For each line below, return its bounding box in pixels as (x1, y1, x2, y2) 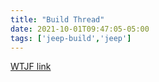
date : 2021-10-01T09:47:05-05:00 (10, 24, 150, 34)
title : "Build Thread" (10, 14, 105, 25)
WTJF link (10, 61, 52, 73)
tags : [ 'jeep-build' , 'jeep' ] (10, 33, 132, 43)
